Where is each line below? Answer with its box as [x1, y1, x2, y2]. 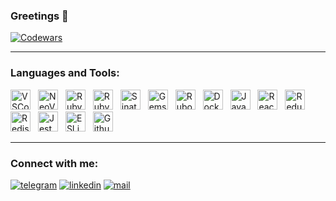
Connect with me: [10, 156, 99, 170]
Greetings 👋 [10, 9, 69, 23]
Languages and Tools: [10, 66, 120, 80]
